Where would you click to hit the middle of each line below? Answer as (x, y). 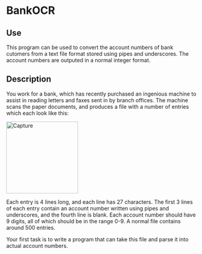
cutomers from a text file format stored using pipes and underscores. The (97, 54)
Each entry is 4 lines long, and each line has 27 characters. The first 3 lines (99, 202)
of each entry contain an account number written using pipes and (88, 208)
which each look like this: (38, 113)
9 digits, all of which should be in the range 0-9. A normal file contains (93, 221)
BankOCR (31, 11)
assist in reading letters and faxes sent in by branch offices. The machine (97, 100)
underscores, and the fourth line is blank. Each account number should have (101, 215)
